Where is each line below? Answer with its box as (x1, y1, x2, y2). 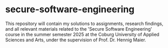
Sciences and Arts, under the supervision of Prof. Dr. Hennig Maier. (5, 37, 147, 43)
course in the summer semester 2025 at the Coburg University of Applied (5, 31, 159, 37)
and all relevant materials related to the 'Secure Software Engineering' (5, 26, 152, 32)
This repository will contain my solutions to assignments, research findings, (5, 20, 163, 27)
